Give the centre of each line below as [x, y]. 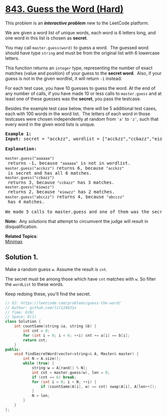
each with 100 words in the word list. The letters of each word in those [78, 114]
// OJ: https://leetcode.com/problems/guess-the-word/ [63, 303]
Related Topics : [22, 236]
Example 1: [18, 134]
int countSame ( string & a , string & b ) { [55, 326]
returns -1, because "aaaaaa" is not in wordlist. [69, 163]
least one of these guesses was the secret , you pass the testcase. [73, 99]
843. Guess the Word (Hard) [64, 9]
